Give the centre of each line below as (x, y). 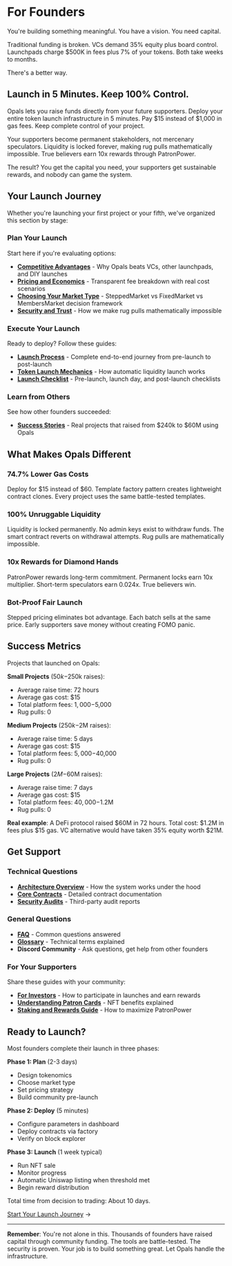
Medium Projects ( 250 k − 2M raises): (59, 725)
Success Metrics (44, 646)
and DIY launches (42, 274)
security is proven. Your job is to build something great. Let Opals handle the (116, 1249)
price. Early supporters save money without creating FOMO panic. (101, 625)
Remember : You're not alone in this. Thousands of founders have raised (110, 1234)
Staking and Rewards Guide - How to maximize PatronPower (104, 1010)
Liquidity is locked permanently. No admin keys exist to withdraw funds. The (116, 529)
